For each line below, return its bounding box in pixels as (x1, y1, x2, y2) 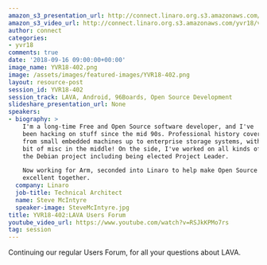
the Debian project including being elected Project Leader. (22, 152, 229, 160)
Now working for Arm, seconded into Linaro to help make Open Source (22, 166, 258, 175)
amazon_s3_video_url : (8, 19, 80, 27)
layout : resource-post (8, 78, 83, 86)
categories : (8, 33, 48, 42)
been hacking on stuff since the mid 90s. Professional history (22, 130, 240, 138)
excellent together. (22, 174, 91, 182)
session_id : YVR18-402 (8, 85, 83, 94)
